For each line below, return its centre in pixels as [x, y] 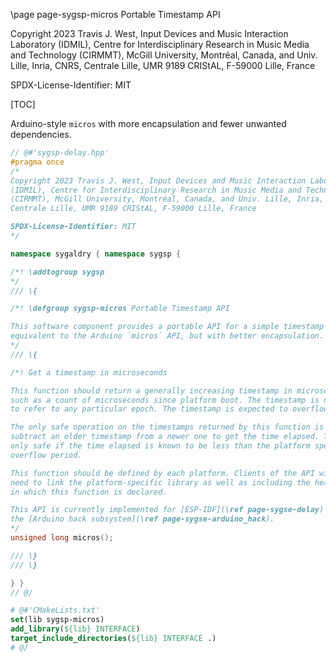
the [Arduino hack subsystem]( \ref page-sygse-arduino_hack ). [142, 519]
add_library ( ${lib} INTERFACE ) [75, 629]
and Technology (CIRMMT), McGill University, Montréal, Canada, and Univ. [164, 55]
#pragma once [37, 162]
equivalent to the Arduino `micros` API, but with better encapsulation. [167, 336]
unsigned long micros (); [62, 538]
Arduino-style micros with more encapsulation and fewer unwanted [148, 123]
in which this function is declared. [89, 492]
